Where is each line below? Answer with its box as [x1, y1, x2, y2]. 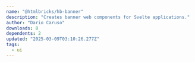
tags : [6, 42, 20, 48]
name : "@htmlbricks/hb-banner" [6, 8, 84, 15]
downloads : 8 [6, 25, 39, 31]
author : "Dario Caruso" [6, 19, 65, 25]
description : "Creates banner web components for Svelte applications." [6, 14, 190, 20]
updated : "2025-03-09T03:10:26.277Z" [6, 36, 100, 42]
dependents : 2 [6, 31, 42, 37]
